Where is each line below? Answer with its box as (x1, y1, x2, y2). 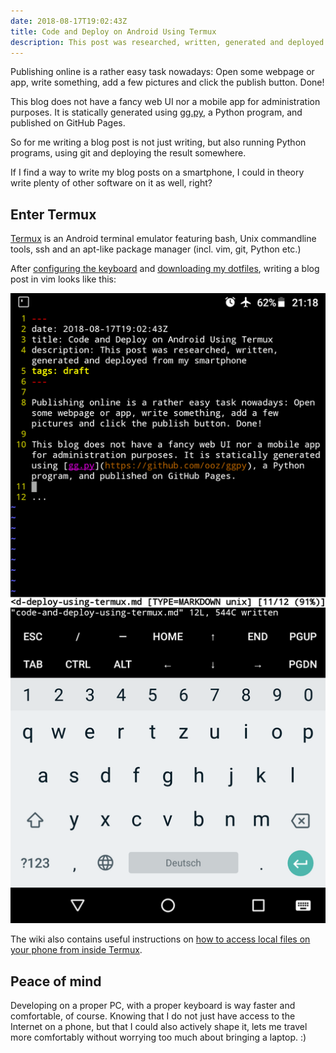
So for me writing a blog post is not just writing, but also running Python (10, 136, 307, 149)
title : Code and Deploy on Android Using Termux (10, 26, 217, 37)
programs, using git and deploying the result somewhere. (10, 147, 247, 159)
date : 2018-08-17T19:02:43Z (10, 16, 128, 26)
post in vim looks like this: (10, 273, 117, 285)
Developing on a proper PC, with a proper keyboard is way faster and (10, 1000, 296, 1011)
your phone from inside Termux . (10, 944, 143, 956)
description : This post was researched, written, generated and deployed (10, 37, 325, 47)
